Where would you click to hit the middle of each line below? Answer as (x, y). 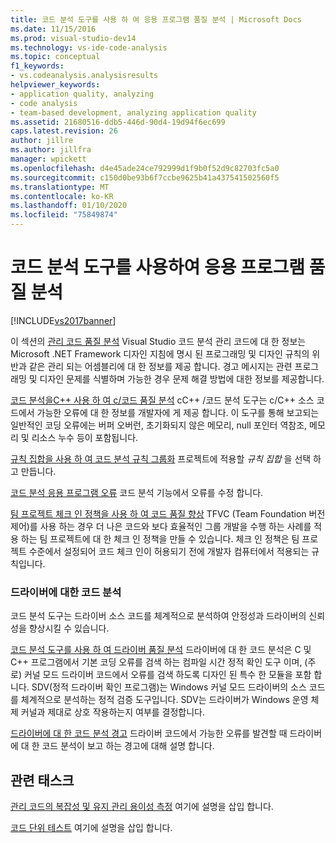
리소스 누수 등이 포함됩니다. (85, 437)
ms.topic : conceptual (55, 57)
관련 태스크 (42, 780)
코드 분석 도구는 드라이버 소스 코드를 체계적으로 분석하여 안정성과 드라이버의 (158, 616)
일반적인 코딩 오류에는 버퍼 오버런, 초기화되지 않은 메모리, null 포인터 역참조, (159, 425)
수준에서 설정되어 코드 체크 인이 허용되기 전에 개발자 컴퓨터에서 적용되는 (169, 551)
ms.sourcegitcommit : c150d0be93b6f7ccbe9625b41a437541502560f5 (145, 177)
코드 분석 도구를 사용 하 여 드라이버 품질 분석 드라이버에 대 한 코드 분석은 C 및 (161, 650)
